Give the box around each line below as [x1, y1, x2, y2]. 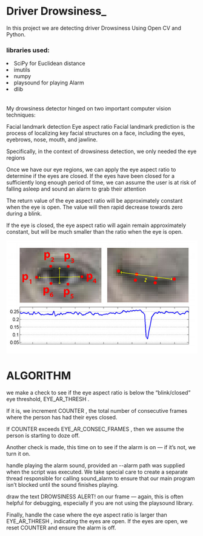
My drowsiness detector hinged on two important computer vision [6, 105, 171, 112]
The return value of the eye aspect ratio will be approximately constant [6, 197, 183, 205]
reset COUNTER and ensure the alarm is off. [6, 524, 116, 531]
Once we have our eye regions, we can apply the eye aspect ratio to [6, 166, 176, 174]
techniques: [6, 111, 36, 119]
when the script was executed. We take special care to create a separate [6, 468, 188, 475]
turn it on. [6, 450, 31, 457]
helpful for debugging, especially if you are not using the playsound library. [6, 499, 194, 506]
